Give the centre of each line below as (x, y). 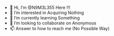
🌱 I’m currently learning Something (45, 18)
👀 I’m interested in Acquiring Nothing (47, 13)
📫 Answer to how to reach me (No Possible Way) (60, 28)
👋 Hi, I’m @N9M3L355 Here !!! (40, 8)
